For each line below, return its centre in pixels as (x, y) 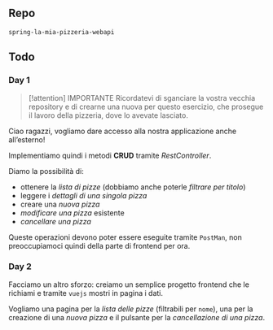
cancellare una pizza (56, 221)
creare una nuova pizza (60, 204)
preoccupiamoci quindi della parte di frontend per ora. (99, 245)
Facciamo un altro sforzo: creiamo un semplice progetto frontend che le (129, 284)
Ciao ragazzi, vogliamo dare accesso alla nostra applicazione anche (123, 131)
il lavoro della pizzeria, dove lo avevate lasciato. (108, 115)
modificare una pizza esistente (72, 213)
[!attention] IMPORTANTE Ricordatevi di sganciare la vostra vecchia (142, 98)
